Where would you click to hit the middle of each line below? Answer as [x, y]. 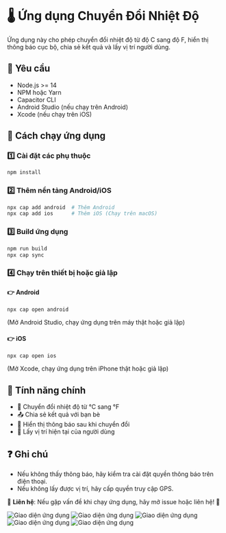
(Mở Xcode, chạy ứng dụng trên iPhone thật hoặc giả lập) [88, 369]
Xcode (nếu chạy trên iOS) [54, 114]
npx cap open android [38, 309]
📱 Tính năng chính [47, 390]
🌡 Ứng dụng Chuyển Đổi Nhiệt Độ [103, 16]
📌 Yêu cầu [29, 69]
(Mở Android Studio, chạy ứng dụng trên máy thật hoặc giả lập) [96, 322]
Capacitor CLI [36, 99]
